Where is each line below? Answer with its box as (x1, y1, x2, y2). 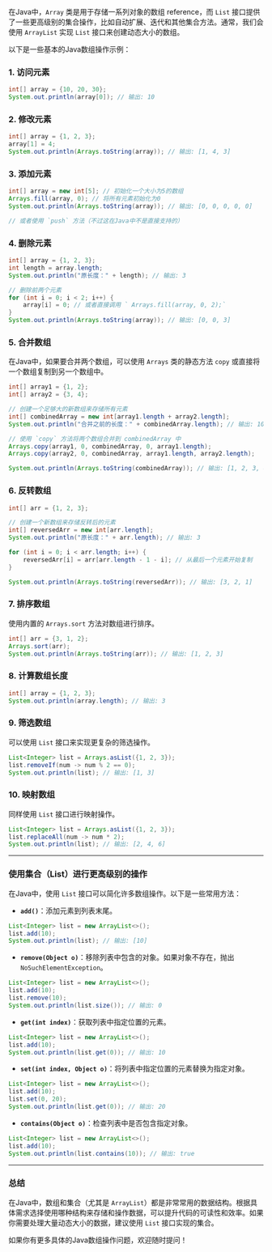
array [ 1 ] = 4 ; (8, 140, 57, 148)
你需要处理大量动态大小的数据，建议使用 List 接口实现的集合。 (8, 1217, 219, 1228)
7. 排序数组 (8, 598, 50, 609)
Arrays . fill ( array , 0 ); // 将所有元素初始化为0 (8, 195, 161, 203)
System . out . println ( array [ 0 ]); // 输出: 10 (8, 93, 155, 101)
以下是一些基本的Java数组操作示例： (8, 45, 131, 54)
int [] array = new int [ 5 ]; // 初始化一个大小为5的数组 (8, 187, 184, 196)
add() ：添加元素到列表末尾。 (19, 906, 117, 915)
